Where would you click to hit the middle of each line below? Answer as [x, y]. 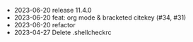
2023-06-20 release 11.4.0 [53, 10]
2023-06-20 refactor [45, 25]
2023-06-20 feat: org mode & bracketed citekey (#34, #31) [100, 17]
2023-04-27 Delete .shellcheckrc [63, 32]
